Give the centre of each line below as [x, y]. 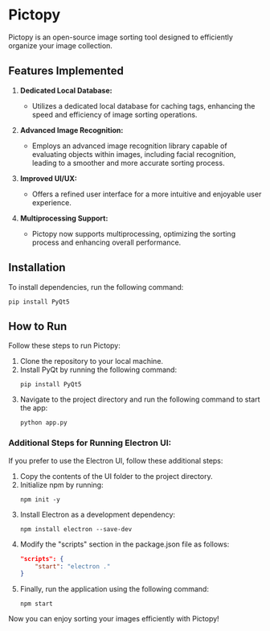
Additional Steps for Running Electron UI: [90, 443]
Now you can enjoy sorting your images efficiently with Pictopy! [114, 619]
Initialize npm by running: [61, 485]
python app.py [43, 423]
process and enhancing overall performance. [106, 242]
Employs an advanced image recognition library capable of [129, 146]
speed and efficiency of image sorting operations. [115, 114]
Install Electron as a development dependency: [97, 514]
